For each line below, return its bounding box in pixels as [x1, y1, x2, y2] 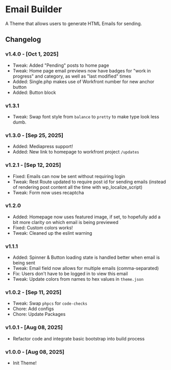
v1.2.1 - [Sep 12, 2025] [5, 162, 61, 169]
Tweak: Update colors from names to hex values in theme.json [12, 276, 144, 282]
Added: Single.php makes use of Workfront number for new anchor [12, 78, 155, 85]
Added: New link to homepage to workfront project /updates [12, 149, 139, 155]
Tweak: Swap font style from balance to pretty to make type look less [12, 113, 159, 119]
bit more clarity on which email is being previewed [12, 219, 118, 225]
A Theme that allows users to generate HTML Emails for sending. [5, 20, 142, 27]
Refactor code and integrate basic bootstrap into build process [12, 335, 145, 341]
